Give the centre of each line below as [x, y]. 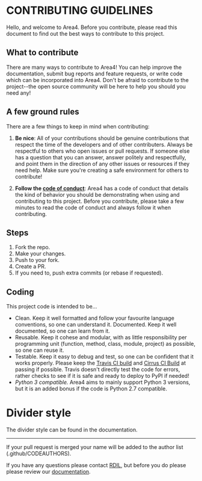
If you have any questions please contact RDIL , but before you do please [96, 465]
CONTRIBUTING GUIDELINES [80, 11]
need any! [19, 93]
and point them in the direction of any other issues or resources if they [102, 164]
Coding [20, 292]
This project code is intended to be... [52, 307]
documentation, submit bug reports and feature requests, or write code [94, 74]
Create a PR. [30, 267]
